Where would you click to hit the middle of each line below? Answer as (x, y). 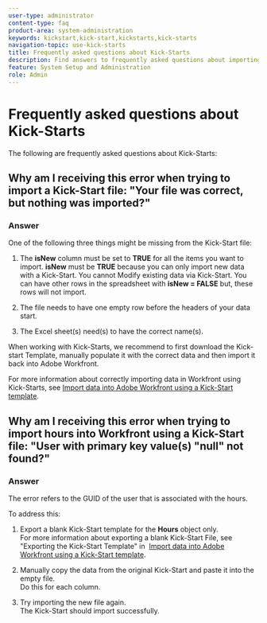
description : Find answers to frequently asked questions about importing (135, 60)
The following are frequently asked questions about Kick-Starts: (113, 153)
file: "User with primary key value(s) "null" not (126, 446)
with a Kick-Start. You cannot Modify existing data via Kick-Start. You (133, 275)
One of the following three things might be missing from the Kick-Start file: (130, 243)
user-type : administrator (51, 16)
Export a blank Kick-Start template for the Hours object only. (119, 529)
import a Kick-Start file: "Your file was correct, (126, 191)
